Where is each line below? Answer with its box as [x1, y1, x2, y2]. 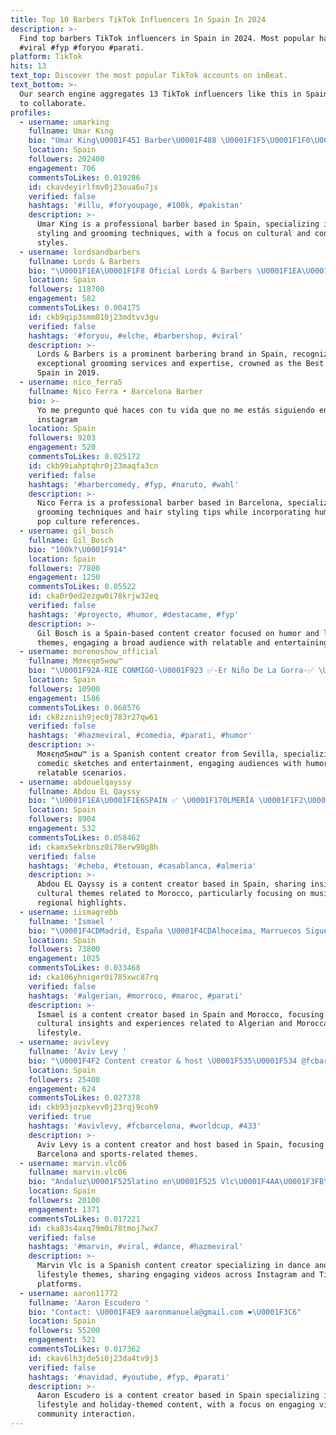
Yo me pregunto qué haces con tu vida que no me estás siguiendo [36, 405, 315, 415]
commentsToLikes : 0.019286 [28, 172, 141, 183]
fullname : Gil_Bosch [28, 535, 114, 545]
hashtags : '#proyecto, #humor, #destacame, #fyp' [28, 609, 240, 620]
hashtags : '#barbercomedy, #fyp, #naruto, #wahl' [28, 479, 240, 490]
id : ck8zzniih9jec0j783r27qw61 [28, 712, 159, 722]
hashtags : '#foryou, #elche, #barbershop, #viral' [28, 331, 244, 341]
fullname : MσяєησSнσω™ [28, 656, 123, 666]
